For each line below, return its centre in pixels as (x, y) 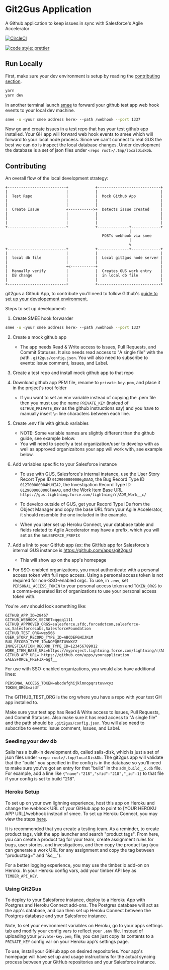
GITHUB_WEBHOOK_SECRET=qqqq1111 (39, 620)
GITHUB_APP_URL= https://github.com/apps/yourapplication (67, 655)
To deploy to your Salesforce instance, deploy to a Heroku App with (75, 900)
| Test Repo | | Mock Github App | (84, 196)
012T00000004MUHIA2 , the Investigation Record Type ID (75, 485)
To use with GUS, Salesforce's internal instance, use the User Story (90, 474)
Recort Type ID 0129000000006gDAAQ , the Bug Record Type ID (82, 479)
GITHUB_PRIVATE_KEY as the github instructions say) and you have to (90, 408)
